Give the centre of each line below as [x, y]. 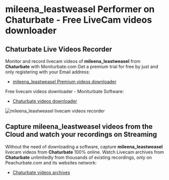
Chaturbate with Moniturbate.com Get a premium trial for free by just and [82, 67]
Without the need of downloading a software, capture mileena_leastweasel [84, 146]
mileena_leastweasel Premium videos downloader [65, 82]
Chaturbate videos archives [41, 172]
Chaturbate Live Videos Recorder [59, 49]
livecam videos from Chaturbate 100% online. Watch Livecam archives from [84, 152]
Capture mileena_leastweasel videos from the [79, 127]
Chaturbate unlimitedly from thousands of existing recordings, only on [79, 157]
